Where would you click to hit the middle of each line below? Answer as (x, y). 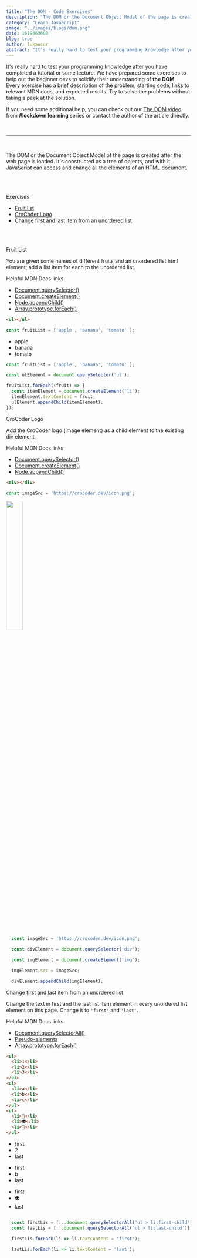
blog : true (19, 39)
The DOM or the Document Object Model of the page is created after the (94, 155)
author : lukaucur (27, 45)
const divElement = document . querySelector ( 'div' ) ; (76, 949)
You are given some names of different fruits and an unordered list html (92, 261)
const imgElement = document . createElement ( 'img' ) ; (76, 960)
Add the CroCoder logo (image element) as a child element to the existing (95, 430)
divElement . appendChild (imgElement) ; (57, 981)
